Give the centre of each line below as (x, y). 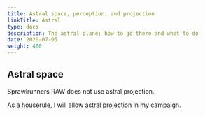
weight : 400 (24, 46)
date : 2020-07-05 (33, 40)
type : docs (23, 27)
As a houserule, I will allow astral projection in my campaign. (94, 105)
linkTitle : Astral (34, 20)
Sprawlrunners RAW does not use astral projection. (81, 91)
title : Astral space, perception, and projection (81, 14)
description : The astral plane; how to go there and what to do (103, 33)
